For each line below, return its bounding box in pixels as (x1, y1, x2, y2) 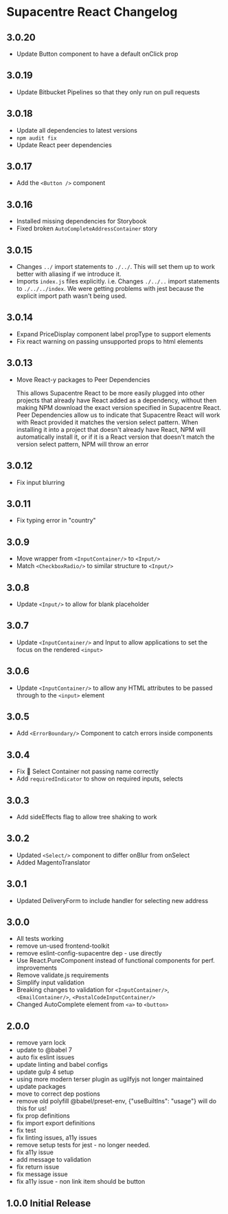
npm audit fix (16, 135, 57, 142)
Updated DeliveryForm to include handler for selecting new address (16, 896, 209, 904)
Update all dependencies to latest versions (16, 126, 138, 134)
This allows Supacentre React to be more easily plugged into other (16, 389, 205, 397)
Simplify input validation (16, 978, 85, 987)
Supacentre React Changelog (6, 4, 178, 20)
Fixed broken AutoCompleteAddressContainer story (16, 224, 158, 232)
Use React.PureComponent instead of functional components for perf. (16, 957, 216, 965)
